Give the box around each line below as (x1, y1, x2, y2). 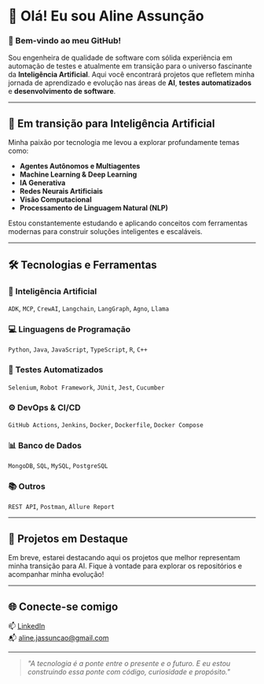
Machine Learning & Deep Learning (19, 169, 137, 180)
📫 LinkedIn (8, 622, 46, 631)
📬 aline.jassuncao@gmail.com (8, 634, 109, 643)
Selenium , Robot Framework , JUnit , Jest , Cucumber (8, 382, 165, 392)
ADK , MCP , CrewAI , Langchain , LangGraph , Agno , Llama (8, 303, 170, 313)
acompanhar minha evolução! (8, 570, 104, 579)
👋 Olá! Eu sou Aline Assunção (8, 7, 204, 25)
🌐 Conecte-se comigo (8, 600, 119, 613)
